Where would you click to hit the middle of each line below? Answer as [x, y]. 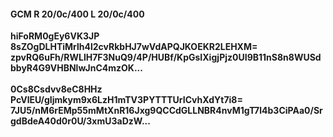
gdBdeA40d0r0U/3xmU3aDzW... [80, 121]
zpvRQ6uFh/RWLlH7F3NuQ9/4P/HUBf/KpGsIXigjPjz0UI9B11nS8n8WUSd [166, 57]
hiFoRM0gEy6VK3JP [55, 36]
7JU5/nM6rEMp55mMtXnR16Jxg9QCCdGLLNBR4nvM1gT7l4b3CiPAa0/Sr [166, 111]
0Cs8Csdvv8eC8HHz [56, 89]
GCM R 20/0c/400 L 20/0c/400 [77, 14]
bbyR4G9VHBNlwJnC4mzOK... [76, 68]
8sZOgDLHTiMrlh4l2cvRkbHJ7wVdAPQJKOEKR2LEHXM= [134, 47]
